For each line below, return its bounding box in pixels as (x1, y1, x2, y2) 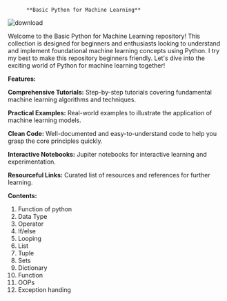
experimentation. (8, 157, 56, 166)
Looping (17, 235, 42, 242)
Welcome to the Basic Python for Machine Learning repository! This (8, 32, 201, 40)
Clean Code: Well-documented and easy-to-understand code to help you (8, 130, 217, 137)
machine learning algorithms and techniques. (8, 95, 137, 104)
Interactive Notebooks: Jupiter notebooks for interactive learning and (8, 150, 208, 158)
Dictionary (17, 264, 48, 272)
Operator (17, 220, 44, 228)
